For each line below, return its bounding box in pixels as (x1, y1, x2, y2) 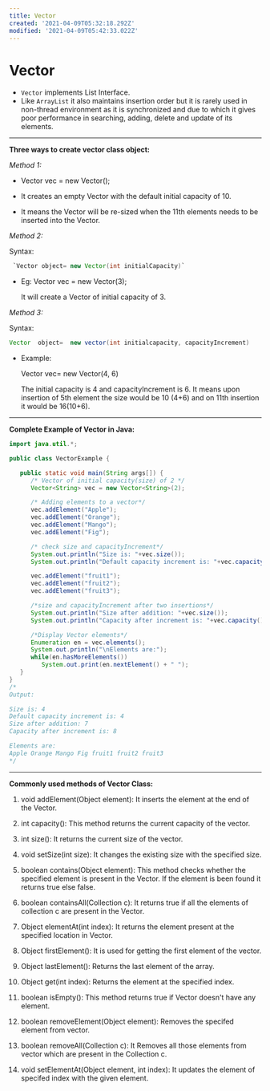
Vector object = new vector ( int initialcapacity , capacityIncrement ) (9, 339, 250, 347)
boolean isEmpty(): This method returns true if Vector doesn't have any (20, 992, 256, 1002)
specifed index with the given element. (20, 1073, 149, 1083)
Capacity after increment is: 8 (9, 728, 117, 736)
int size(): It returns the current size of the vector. (20, 833, 183, 843)
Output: (9, 691, 35, 699)
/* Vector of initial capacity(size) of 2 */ (30, 477, 185, 485)
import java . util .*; (9, 440, 79, 448)
